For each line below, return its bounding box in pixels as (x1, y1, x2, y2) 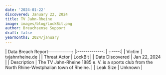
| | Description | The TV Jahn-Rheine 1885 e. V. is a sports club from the (5, 59, 153, 65)
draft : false (5, 30, 32, 35)
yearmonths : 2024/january (5, 35, 59, 40)
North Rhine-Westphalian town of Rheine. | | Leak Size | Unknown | (5, 64, 143, 70)
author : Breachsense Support (5, 26, 66, 31)
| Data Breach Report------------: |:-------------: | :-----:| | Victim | (5, 48, 142, 55)
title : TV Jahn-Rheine (5, 16, 52, 21)
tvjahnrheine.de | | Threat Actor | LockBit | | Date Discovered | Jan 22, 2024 (5, 54, 161, 60)
